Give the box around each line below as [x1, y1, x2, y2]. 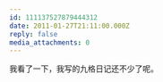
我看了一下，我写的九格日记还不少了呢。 [9, 63, 159, 74]
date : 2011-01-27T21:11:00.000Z [9, 21, 130, 30]
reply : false [9, 29, 58, 38]
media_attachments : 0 [9, 37, 90, 47]
